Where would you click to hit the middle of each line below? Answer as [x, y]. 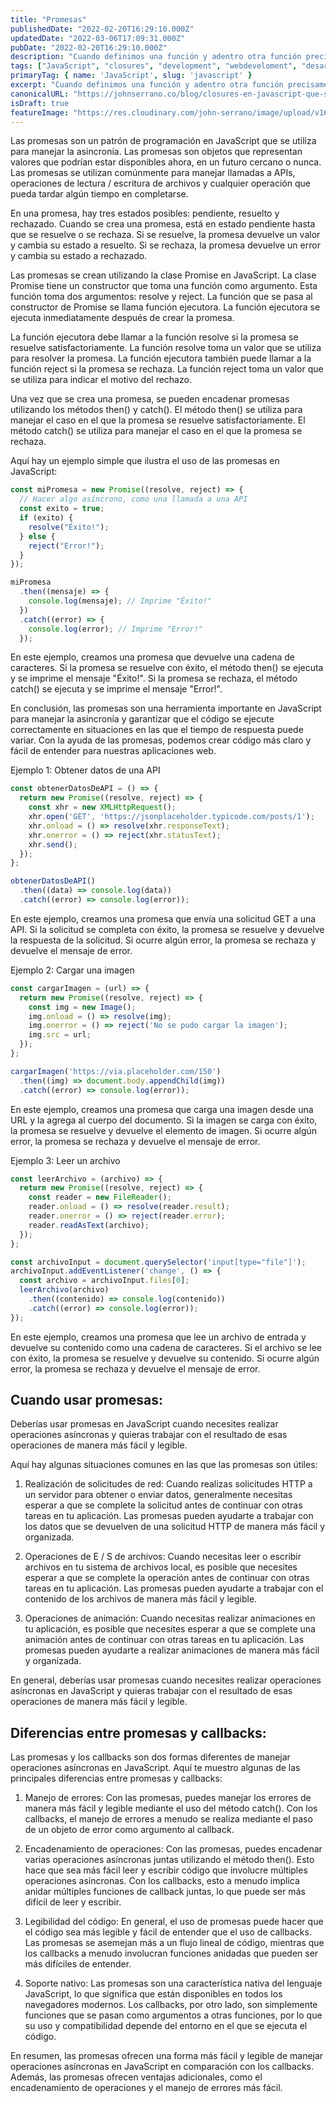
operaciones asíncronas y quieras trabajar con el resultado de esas [149, 1435]
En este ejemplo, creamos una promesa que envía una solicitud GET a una [163, 918]
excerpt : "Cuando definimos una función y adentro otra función [147, 85]
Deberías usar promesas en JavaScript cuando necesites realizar [144, 1424]
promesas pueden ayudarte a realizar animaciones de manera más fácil [172, 1650]
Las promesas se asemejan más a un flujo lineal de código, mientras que [174, 1943]
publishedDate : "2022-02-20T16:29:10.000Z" [102, 29]
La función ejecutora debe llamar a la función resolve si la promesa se [154, 337]
